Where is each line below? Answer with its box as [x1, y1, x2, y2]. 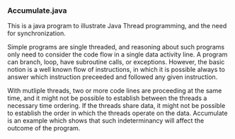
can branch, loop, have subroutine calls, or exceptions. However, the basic [7, 58, 225, 66]
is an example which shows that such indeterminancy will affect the [7, 116, 205, 125]
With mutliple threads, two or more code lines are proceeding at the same [7, 87, 222, 95]
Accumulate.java [7, 6, 67, 16]
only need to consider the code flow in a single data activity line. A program [7, 50, 228, 59]
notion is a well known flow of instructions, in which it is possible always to [7, 66, 225, 74]
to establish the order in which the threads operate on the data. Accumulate [7, 109, 228, 118]
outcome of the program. [7, 124, 81, 133]
